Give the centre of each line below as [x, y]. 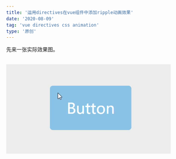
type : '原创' [21, 31]
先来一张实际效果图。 [32, 50]
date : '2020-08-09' [30, 19]
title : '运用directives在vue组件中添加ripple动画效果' [70, 12]
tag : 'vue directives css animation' [53, 25]
